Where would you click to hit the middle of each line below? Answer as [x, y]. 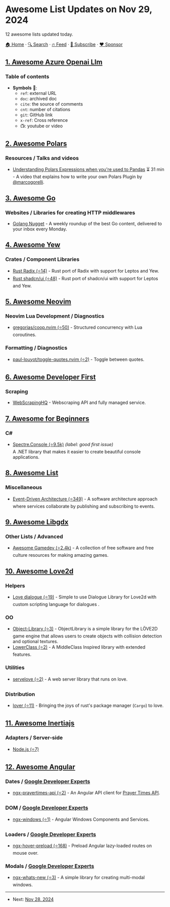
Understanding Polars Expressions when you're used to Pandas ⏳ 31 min [88, 170]
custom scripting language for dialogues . [56, 604]
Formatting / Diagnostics [36, 348]
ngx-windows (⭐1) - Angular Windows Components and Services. [81, 819]
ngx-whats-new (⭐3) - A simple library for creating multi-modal [79, 878]
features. [22, 654]
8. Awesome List [32, 473]
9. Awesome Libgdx [37, 522]
